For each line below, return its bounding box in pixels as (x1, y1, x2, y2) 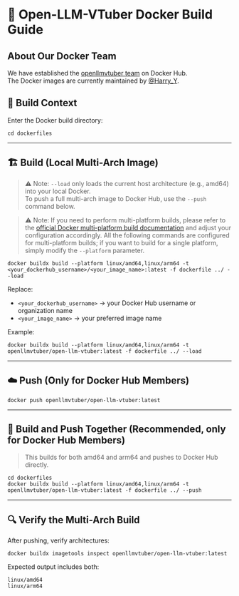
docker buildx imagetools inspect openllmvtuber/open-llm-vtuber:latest (7, 550, 228, 558)
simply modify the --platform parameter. (24, 246, 144, 255)
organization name (17, 306, 73, 314)
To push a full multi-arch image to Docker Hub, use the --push (24, 194, 207, 202)
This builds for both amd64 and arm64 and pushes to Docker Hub (24, 453, 218, 462)
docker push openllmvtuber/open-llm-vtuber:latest (7, 397, 161, 404)
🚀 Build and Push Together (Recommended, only (7, 423, 226, 435)
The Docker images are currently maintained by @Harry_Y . (7, 76, 180, 85)
